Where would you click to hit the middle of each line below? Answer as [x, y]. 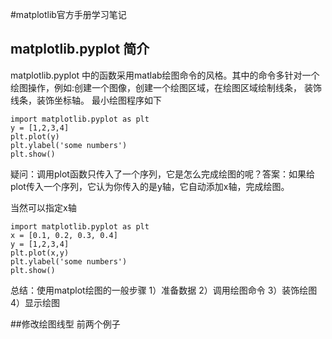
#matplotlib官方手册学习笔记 [68, 14]
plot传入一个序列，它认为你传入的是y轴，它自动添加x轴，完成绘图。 [150, 186]
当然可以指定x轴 [43, 207]
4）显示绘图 [35, 302]
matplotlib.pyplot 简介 [80, 49]
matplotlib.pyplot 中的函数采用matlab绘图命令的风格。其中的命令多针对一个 [165, 75]
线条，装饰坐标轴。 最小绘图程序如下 [86, 100]
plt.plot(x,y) [40, 253]
